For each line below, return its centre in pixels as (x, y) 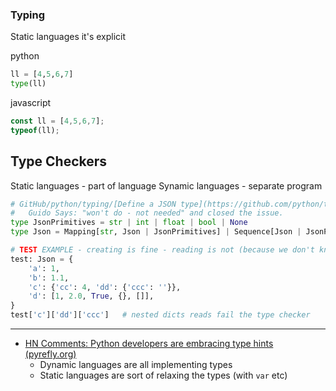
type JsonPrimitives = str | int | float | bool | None (129, 223)
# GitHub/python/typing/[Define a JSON (93, 204)
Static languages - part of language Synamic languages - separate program (166, 185)
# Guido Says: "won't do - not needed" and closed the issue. (147, 213)
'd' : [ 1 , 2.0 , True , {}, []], (91, 296)
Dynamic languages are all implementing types (136, 365)
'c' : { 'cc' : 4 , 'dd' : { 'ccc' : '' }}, (105, 287)
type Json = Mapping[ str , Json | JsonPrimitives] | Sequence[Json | (156, 232)
